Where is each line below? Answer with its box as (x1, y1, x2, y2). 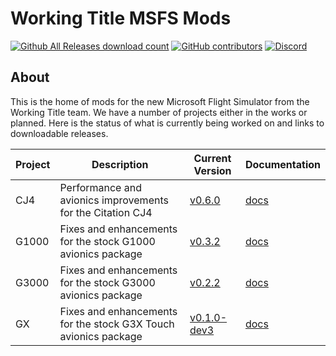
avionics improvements (59, 193, 169, 207)
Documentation (244, 157, 321, 171)
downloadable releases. (10, 127, 109, 139)
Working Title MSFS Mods (10, 7, 232, 30)
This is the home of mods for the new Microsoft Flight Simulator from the (10, 95, 310, 107)
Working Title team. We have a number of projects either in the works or (10, 106, 308, 118)
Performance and (59, 180, 142, 194)
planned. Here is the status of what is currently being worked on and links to (10, 117, 325, 129)
